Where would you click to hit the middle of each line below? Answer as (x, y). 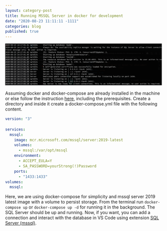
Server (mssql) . (21, 223)
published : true (22, 32)
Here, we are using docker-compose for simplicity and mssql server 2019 (80, 197)
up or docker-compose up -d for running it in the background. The (89, 207)
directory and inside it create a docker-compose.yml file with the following (81, 104)
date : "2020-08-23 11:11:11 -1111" (42, 21)
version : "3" (19, 119)
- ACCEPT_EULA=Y (35, 161)
